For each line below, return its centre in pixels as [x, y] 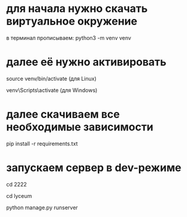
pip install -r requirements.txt [42, 143]
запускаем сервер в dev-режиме [94, 168]
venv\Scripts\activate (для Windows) [52, 90]
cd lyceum [19, 195]
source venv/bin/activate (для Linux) [52, 78]
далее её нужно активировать [86, 62]
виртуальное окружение [72, 21]
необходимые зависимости [80, 127]
